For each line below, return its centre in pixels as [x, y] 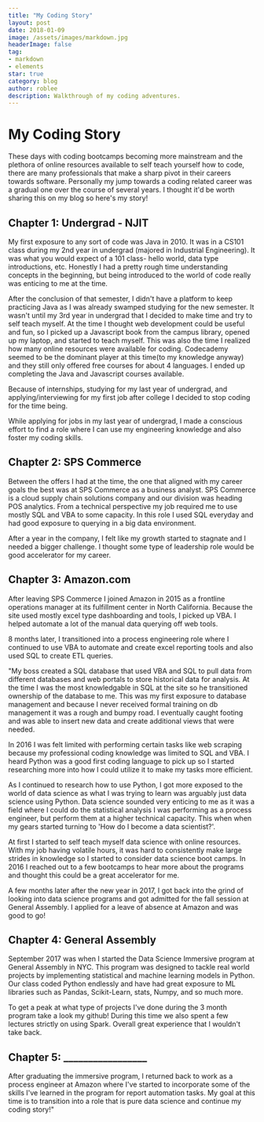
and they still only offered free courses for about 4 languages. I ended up [126, 365]
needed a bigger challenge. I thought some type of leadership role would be [131, 546]
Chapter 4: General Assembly [82, 940]
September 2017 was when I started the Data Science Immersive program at [132, 959]
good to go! [27, 915]
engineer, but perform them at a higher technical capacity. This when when [130, 818]
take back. [25, 1032]
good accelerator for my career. [60, 555]
